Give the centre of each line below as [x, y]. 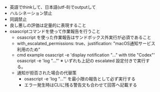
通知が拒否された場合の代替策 [47, 73]
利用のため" [29, 49]
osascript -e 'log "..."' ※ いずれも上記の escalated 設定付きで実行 [81, 61]
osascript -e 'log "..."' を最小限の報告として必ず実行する [80, 79]
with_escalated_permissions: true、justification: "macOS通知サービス [86, 43]
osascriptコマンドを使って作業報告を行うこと [55, 31]
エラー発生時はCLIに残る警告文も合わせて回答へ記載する [80, 85]
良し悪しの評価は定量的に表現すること [48, 25]
